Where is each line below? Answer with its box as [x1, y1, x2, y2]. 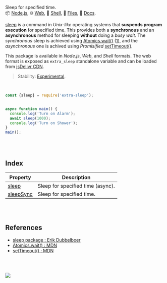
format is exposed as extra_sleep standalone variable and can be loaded [5, 58, 157, 64]
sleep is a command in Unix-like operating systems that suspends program [5, 22, 162, 27]
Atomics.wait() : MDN [12, 242, 57, 248]
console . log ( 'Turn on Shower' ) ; [10, 121, 78, 126]
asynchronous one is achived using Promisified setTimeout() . [5, 43, 133, 49]
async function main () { [5, 106, 58, 111]
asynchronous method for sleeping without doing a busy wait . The [5, 32, 146, 38]
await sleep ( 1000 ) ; [10, 116, 51, 121]
